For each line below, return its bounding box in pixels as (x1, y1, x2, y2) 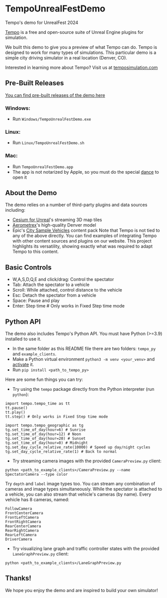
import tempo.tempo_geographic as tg (5, 423, 84, 428)
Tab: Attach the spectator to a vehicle (12, 282, 90, 288)
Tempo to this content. (12, 249, 59, 255)
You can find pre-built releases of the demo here (5, 92, 106, 98)
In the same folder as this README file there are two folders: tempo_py (12, 345, 156, 352)
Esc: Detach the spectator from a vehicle (12, 293, 96, 299)
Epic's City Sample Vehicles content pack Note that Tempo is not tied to (12, 228, 161, 234)
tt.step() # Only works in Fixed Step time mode (5, 414, 108, 419)
